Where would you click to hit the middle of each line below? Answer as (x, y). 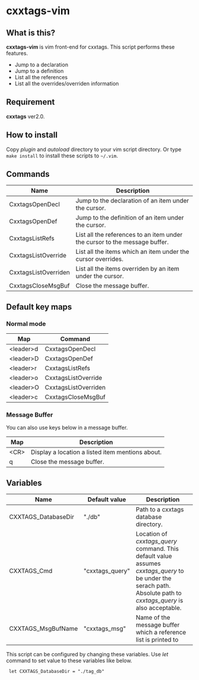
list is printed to (157, 640)
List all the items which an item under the (132, 252)
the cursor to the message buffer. (122, 242)
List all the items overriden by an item (127, 269)
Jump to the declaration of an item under (132, 201)
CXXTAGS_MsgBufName (44, 629)
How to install (32, 135)
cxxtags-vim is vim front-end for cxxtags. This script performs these (91, 47)
